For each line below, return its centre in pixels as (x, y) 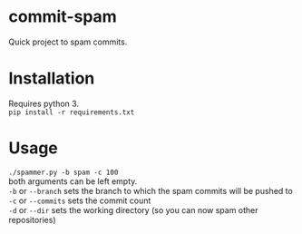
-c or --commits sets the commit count (80, 200)
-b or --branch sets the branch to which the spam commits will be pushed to (151, 190)
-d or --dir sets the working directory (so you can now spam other (134, 210)
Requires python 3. (44, 103)
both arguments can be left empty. (73, 181)
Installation (52, 78)
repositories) (32, 219)
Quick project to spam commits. (68, 42)
